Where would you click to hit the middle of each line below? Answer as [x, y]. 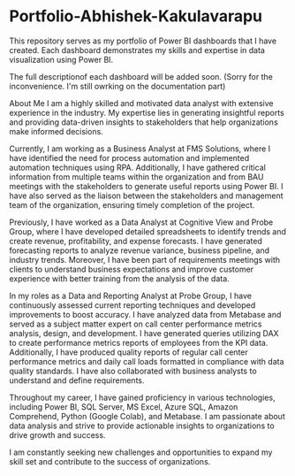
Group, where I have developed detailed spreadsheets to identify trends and [148, 231]
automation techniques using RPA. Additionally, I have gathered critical [138, 167]
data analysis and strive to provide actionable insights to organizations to [142, 426]
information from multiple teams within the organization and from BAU [136, 177]
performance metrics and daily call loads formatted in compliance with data [147, 361]
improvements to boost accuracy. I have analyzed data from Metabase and [145, 314]
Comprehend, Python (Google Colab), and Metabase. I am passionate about [147, 416]
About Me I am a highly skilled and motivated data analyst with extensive [141, 103]
